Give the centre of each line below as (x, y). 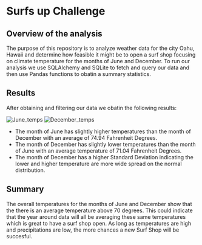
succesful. (19, 236)
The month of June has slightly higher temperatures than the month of (103, 131)
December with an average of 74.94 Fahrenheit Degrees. (86, 137)
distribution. (30, 170)
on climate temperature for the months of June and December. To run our (98, 61)
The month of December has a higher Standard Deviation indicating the (104, 157)
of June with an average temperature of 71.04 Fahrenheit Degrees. (98, 151)
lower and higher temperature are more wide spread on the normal (98, 164)
